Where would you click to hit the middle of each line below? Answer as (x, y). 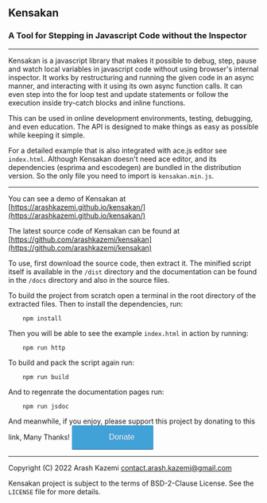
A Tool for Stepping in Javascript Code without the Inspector (128, 36)
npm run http (44, 348)
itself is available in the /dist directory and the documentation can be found (133, 271)
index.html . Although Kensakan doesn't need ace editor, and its (112, 159)
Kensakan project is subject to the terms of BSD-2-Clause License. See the (131, 483)
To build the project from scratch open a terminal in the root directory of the (132, 295)
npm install (42, 318)
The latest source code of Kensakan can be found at (94, 230)
